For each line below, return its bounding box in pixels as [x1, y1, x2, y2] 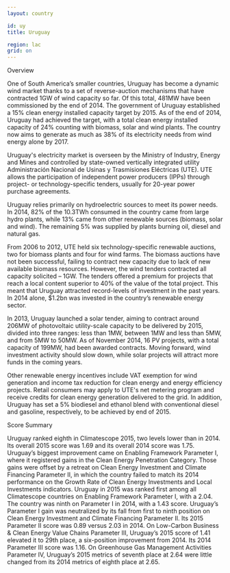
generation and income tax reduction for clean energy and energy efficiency [7, 379, 222, 387]
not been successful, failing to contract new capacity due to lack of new [7, 257, 211, 266]
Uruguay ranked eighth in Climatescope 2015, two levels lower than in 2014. [7, 434, 221, 442]
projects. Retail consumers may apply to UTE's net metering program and [7, 386, 214, 394]
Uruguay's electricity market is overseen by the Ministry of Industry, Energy [7, 151, 220, 160]
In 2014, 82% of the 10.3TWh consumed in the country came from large [7, 208, 209, 216]
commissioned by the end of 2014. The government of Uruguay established [7, 101, 220, 110]
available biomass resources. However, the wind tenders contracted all [7, 265, 207, 273]
